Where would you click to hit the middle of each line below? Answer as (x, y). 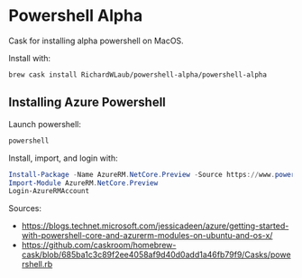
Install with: (30, 58)
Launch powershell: (45, 124)
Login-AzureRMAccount (49, 191)
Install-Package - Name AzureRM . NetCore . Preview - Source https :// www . (142, 174)
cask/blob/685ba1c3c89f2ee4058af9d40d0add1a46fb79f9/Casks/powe (156, 255)
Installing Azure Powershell (87, 102)
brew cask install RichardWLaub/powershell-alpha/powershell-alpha (138, 74)
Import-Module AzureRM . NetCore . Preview (83, 183)
